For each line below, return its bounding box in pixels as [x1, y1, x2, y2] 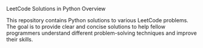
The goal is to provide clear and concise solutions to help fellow [6, 23, 165, 30]
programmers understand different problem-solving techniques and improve [6, 29, 197, 37]
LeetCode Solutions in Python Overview [6, 5, 106, 12]
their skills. [6, 36, 33, 43]
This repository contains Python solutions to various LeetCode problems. [6, 17, 189, 23]
